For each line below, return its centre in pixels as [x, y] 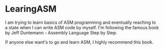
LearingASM [31, 9]
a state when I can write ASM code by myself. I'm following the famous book [82, 27]
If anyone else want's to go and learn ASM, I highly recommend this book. [79, 42]
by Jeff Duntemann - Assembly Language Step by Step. [61, 33]
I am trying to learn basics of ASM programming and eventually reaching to [81, 22]
